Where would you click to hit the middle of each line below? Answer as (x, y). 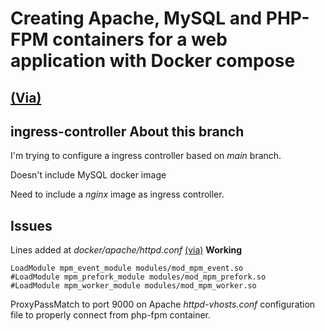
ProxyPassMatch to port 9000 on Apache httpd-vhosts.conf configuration (163, 304)
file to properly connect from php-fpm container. (111, 315)
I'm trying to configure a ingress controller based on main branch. (146, 156)
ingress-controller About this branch (127, 131)
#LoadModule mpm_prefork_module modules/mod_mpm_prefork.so (138, 277)
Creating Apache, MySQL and (136, 18)
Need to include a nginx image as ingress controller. (117, 194)
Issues (31, 225)
